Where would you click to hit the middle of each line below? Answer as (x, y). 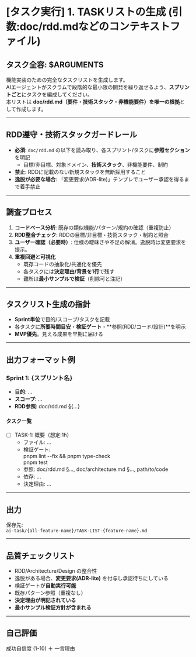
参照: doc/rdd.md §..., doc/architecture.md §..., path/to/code (96, 469)
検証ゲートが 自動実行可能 (45, 586)
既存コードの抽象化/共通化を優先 (62, 264)
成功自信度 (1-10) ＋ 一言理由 (41, 648)
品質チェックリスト (41, 555)
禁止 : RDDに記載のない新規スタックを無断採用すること (80, 172)
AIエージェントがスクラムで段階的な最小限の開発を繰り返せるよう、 (87, 87)
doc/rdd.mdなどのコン (75, 27)
